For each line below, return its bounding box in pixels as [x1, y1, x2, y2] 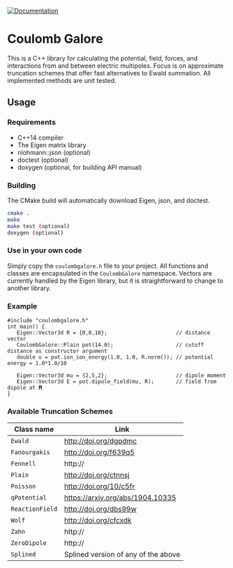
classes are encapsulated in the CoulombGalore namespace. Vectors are [7, 269, 213, 277]
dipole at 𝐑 [7, 384, 43, 391]
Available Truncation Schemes [7, 406, 113, 416]
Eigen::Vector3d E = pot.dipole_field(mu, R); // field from [16, 378, 217, 385]
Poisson [10, 482, 36, 491]
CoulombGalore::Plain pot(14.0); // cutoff [16, 342, 204, 349]
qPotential [10, 494, 47, 502]
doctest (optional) [17, 156, 69, 164]
